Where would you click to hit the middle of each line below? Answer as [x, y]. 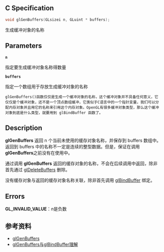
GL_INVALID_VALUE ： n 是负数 [36, 209]
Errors [15, 196]
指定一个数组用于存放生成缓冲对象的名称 [46, 86]
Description [24, 128]
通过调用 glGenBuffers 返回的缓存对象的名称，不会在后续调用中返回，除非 [82, 163]
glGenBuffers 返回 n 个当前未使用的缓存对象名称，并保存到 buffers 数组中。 [83, 140]
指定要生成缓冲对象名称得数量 [36, 67]
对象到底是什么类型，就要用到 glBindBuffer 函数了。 [54, 113]
